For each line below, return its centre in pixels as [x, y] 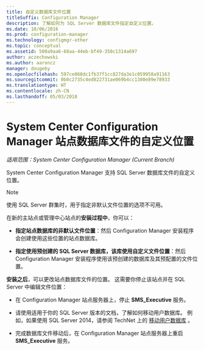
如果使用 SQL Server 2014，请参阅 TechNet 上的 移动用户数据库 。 [110, 320]
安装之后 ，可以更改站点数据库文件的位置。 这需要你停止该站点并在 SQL [96, 279]
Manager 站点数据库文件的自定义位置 [100, 141]
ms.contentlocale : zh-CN [38, 91]
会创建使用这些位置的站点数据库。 [58, 238]
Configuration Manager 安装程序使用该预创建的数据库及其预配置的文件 [104, 258]
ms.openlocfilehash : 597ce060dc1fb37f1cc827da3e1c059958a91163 [88, 74]
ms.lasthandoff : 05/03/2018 [42, 97]
